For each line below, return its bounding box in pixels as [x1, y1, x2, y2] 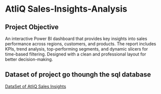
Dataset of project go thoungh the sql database [5, 71, 151, 79]
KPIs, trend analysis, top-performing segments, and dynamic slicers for [5, 46, 148, 52]
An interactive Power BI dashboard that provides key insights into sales [5, 36, 147, 41]
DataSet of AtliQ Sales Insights [5, 83, 67, 89]
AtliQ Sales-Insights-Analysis [5, 3, 127, 15]
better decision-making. [5, 56, 54, 62]
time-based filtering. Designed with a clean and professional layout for [5, 51, 146, 57]
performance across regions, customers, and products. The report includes [5, 41, 157, 47]
